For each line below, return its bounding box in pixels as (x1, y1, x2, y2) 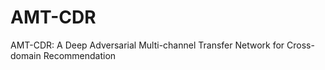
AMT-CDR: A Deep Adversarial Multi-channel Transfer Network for (10, 39, 285, 51)
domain (10, 49, 42, 61)
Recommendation (43, 49, 117, 61)
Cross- (286, 39, 315, 51)
